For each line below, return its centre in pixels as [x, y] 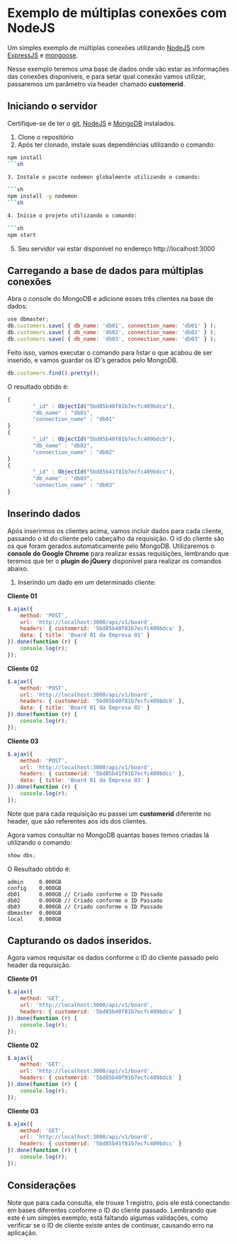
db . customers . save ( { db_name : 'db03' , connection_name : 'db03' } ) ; [112, 339]
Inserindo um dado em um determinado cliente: [87, 582]
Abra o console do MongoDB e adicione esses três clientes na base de [110, 299]
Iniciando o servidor [52, 107]
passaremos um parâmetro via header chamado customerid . [96, 84]
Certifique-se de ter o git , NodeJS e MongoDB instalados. [92, 123]
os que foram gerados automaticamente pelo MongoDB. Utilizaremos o [111, 546]
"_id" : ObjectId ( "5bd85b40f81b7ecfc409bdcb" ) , [104, 439]
